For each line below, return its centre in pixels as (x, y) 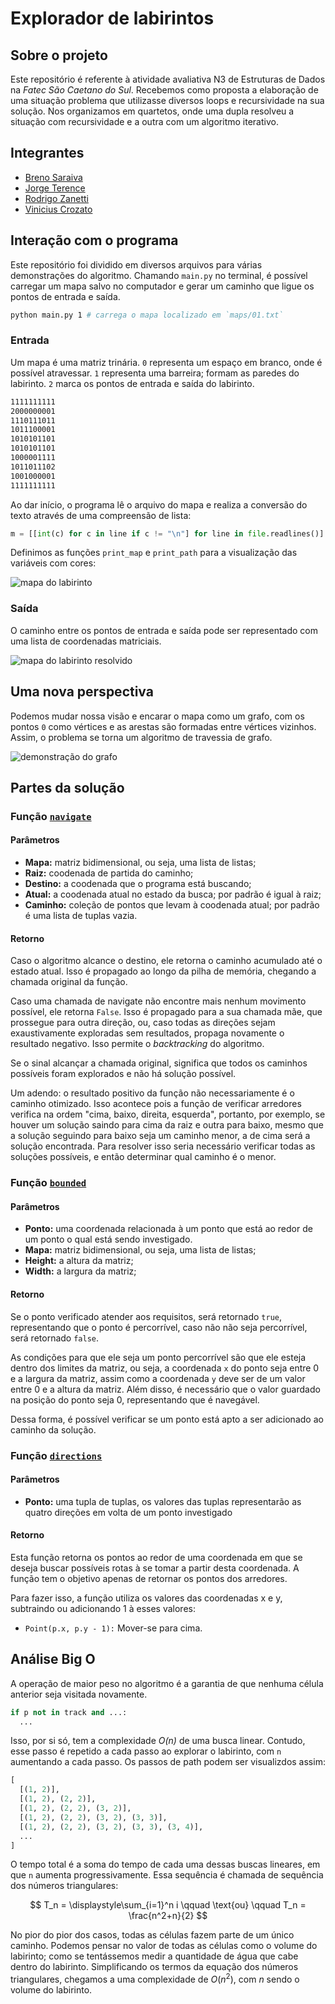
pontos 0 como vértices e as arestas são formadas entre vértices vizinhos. (163, 726)
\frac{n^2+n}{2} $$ (168, 1916)
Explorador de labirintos (112, 18)
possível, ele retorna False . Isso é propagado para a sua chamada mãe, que (166, 1012)
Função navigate (51, 816)
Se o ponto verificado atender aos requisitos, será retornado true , (146, 1316)
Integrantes (47, 153)
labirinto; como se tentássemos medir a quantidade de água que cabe (154, 1956)
